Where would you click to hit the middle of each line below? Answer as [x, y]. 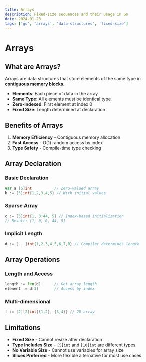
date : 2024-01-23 [23, 19]
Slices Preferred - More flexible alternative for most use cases [77, 356]
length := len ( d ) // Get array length [51, 284]
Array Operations [33, 259]
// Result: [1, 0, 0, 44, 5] [35, 221]
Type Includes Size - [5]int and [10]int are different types [74, 345]
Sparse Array [22, 206]
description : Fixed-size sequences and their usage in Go [67, 14]
